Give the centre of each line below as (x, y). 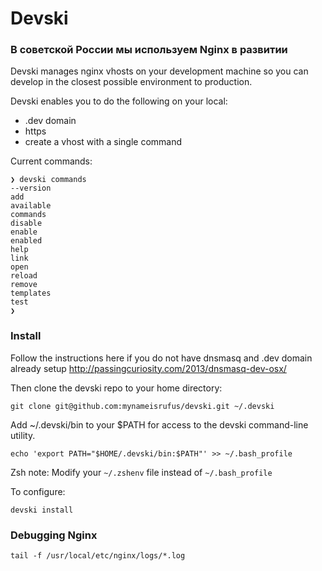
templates (31, 293)
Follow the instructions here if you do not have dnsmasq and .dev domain (161, 358)
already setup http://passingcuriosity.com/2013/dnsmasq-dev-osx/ (148, 368)
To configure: (38, 491)
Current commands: (51, 161)
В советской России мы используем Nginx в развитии (149, 50)
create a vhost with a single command (103, 142)
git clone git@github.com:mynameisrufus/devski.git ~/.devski (142, 406)
